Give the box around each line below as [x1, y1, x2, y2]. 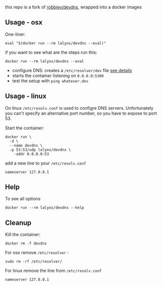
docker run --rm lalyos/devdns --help [5, 205, 84, 210]
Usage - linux [5, 92, 46, 100]
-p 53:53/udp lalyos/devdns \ [9, 147, 71, 152]
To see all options [5, 196, 41, 202]
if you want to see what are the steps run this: [5, 49, 97, 55]
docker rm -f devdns [5, 241, 47, 246]
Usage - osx [5, 18, 43, 26]
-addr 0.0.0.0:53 [14, 151, 49, 156]
